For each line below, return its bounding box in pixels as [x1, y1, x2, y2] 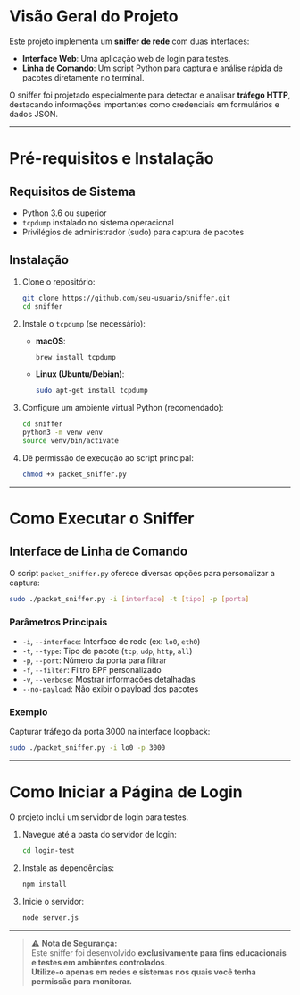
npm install [21, 880, 67, 889]
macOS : [35, 336, 66, 346]
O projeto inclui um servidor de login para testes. [9, 812, 189, 822]
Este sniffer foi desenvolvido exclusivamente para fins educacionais [30, 947, 287, 958]
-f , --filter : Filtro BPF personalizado [21, 664, 162, 675]
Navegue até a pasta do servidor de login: [21, 829, 177, 840]
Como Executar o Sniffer [9, 508, 195, 529]
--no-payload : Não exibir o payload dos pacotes [21, 683, 199, 694]
